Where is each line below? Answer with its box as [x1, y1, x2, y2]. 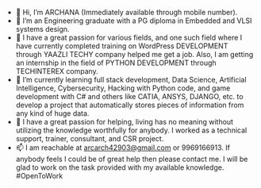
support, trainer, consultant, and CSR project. [15, 134, 164, 143]
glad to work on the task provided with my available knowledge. [15, 163, 225, 172]
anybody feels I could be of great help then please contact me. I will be [15, 155, 248, 163]
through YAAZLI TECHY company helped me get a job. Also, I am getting [15, 50, 254, 59]
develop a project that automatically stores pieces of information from [15, 100, 244, 109]
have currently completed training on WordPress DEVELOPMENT [15, 41, 228, 51]
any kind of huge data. [15, 109, 90, 118]
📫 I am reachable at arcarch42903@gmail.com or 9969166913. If [15, 143, 230, 152]
